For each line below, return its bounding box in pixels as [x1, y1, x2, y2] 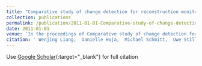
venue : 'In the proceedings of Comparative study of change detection [6, 31, 187, 37]
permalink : [6, 20, 34, 26]
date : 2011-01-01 [6, 25, 50, 32]
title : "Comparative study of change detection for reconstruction [6, 8, 179, 15]
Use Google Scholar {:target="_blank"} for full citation [6, 53, 138, 60]
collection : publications [6, 14, 71, 20]
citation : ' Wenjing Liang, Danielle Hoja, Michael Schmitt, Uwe [6, 37, 182, 43]
